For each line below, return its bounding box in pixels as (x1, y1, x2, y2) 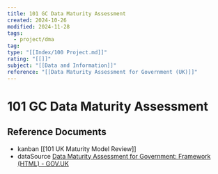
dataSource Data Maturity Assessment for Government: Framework (17, 152, 211, 160)
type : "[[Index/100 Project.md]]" (7, 49, 108, 56)
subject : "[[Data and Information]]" (7, 62, 117, 69)
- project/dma (13, 36, 54, 43)
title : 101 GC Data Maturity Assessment (7, 10, 127, 17)
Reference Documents (7, 126, 107, 138)
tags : (7, 29, 23, 37)
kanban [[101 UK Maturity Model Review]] (17, 144, 137, 153)
